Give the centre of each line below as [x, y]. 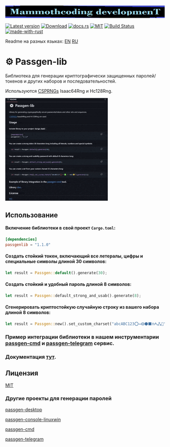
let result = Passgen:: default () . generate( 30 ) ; [56, 273]
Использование [32, 215]
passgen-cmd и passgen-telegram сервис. [60, 343]
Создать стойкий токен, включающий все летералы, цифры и [74, 256]
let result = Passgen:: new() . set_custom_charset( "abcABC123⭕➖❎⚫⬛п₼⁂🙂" [86, 324]
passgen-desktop [24, 409]
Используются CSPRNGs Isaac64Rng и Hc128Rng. [59, 91]
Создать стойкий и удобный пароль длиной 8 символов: [68, 284]
